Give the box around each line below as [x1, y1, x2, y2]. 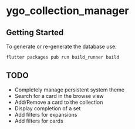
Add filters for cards [14, 117, 63, 124]
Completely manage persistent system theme [14, 86, 125, 93]
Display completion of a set [14, 104, 81, 112]
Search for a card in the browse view [14, 92, 104, 99]
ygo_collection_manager [6, 4, 129, 18]
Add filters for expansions [14, 111, 77, 118]
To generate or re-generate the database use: [6, 43, 117, 50]
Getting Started [6, 28, 64, 38]
